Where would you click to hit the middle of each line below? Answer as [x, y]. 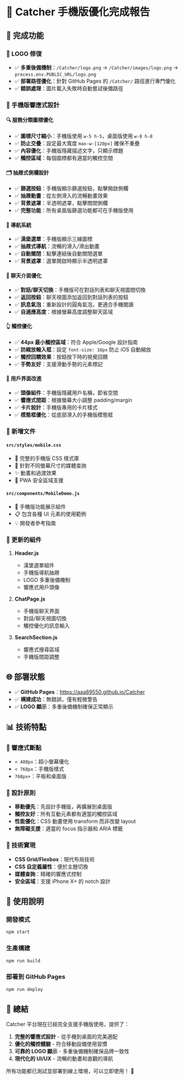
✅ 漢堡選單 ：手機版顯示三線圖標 [53, 239]
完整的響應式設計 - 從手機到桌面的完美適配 [66, 1037]
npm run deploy [25, 989]
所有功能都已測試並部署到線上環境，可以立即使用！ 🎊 [70, 1071]
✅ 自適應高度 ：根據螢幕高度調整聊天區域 [64, 312]
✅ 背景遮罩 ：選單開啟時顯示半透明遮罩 [61, 261]
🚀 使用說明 [25, 902]
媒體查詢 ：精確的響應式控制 [48, 874]
